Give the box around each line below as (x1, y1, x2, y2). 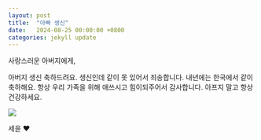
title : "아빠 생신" (8, 19, 69, 27)
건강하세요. (8, 92, 42, 102)
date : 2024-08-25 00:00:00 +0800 (8, 26, 125, 34)
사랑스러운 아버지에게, (8, 56, 76, 65)
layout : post (8, 11, 51, 20)
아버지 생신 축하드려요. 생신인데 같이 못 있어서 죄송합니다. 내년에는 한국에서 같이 (8, 72, 254, 83)
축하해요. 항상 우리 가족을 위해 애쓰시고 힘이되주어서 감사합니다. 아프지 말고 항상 (8, 83, 254, 92)
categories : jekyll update (8, 33, 97, 42)
